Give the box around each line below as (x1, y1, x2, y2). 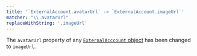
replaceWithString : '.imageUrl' (6, 20, 87, 26)
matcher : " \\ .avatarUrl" (6, 14, 69, 20)
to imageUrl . (6, 43, 36, 50)
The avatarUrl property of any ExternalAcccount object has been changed (6, 37, 191, 44)
